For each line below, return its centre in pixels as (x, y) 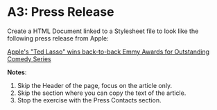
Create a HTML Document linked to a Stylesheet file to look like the (103, 31)
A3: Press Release (61, 12)
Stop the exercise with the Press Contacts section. (89, 100)
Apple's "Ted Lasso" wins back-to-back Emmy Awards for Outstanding (108, 52)
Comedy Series (29, 58)
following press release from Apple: (58, 38)
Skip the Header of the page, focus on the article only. (95, 85)
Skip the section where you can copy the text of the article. (102, 93)
